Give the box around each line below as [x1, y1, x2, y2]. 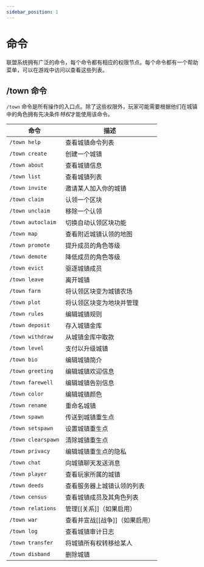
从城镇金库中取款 [65, 333, 114, 342]
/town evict [9, 265, 44, 272]
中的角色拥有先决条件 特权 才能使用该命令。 [6, 110, 113, 118]
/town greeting [9, 367, 54, 375]
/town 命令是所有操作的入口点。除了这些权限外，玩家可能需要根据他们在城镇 [6, 103, 198, 110]
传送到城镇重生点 [65, 413, 114, 422]
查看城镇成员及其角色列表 [65, 493, 139, 502]
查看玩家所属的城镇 [65, 471, 121, 479]
